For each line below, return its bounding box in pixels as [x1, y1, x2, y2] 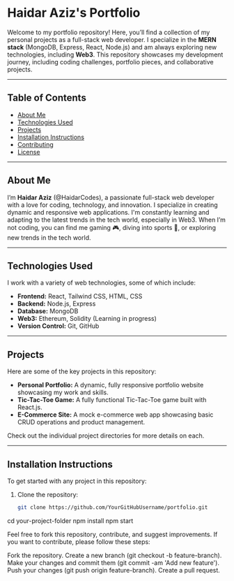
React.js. [17, 403, 43, 412]
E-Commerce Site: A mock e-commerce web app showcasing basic [17, 410, 214, 419]
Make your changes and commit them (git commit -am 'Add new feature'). [7, 558, 219, 567]
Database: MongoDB [17, 307, 79, 315]
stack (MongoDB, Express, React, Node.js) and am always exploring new [7, 43, 217, 51]
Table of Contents [7, 92, 87, 104]
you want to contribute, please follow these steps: [7, 537, 151, 546]
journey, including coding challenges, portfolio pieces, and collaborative [7, 57, 214, 66]
